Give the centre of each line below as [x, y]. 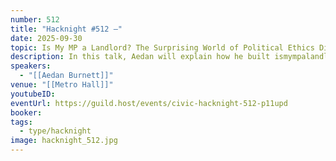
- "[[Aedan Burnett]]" [66, 76]
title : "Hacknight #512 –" [66, 29]
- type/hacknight [55, 131]
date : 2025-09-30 [46, 38]
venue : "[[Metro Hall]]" [62, 85]
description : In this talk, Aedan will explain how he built [140, 57]
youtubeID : [33, 94]
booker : [26, 112]
